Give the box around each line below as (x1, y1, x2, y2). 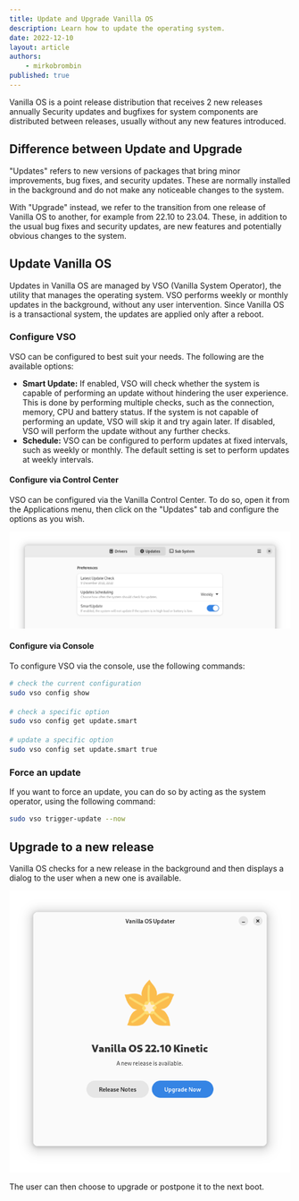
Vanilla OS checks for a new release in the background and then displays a (9, 863, 284, 873)
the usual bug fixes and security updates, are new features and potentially (9, 220, 282, 232)
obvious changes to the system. (9, 230, 127, 241)
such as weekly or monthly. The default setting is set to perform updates (21, 444, 290, 456)
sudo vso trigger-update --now (9, 814, 126, 823)
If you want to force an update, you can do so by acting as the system (9, 787, 266, 797)
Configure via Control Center (9, 474, 119, 485)
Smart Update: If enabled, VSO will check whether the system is (21, 378, 261, 388)
